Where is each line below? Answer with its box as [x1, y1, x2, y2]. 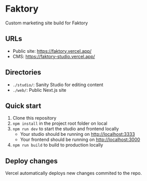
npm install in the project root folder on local [12, 120, 107, 127]
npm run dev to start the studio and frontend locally [12, 126, 119, 132]
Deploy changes [5, 157, 58, 165]
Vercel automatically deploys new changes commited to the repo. [5, 170, 142, 176]
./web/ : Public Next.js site [12, 87, 67, 93]
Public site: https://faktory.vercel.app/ [12, 48, 92, 54]
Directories [5, 68, 42, 77]
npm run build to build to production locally [12, 142, 103, 148]
